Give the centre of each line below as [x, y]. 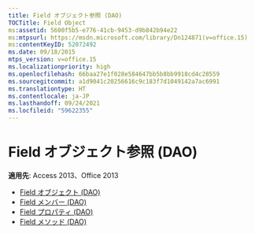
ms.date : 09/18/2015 [42, 52]
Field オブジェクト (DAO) [60, 192]
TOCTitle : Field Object [47, 23]
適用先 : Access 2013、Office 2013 [63, 175]
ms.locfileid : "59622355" [50, 111]
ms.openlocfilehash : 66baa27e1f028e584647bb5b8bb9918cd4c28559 [114, 74]
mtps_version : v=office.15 [52, 60]
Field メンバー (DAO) [53, 202]
